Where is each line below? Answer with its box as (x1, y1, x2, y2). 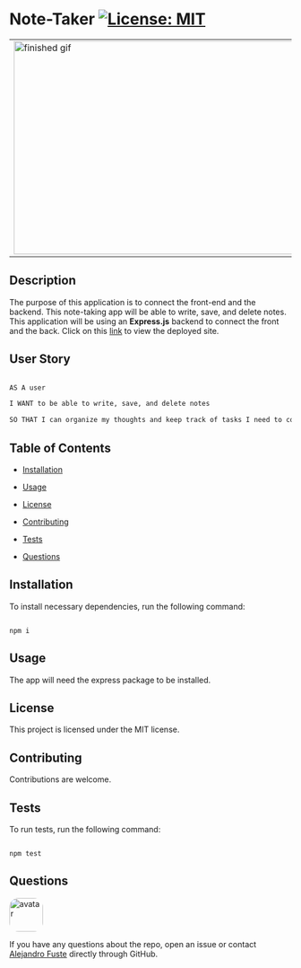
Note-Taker (9, 9, 96, 30)
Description (9, 273, 76, 288)
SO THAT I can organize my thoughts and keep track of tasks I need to (9, 416, 282, 425)
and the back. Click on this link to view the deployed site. (9, 325, 219, 336)
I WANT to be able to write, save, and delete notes (9, 400, 211, 409)
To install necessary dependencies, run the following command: (9, 601, 245, 612)
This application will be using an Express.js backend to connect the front (9, 315, 279, 327)
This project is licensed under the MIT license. (9, 724, 180, 735)
